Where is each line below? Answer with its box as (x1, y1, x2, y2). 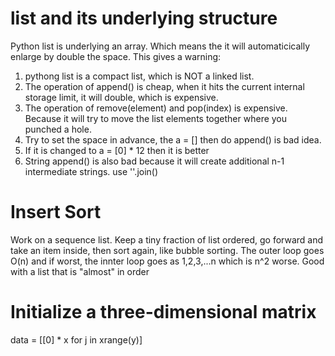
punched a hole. (24, 123, 92, 135)
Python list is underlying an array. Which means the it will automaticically (10, 40, 311, 52)
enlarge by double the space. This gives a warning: (10, 50, 222, 62)
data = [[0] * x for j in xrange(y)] (10, 333, 143, 346)
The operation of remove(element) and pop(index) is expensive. (24, 102, 288, 114)
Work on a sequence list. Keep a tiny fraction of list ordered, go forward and (10, 233, 324, 246)
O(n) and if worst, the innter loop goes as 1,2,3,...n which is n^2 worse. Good (10, 255, 325, 267)
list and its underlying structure (10, 7, 278, 30)
